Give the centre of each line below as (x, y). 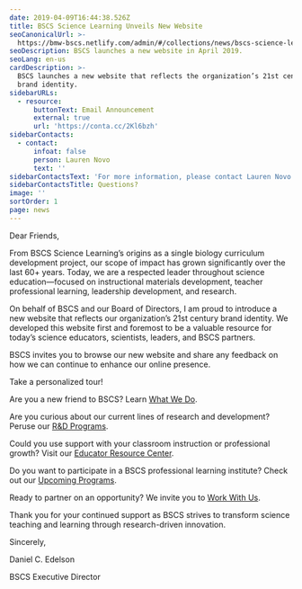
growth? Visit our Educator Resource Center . (92, 453)
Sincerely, (28, 541)
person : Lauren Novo (71, 160)
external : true (62, 118)
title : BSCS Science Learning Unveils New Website (106, 26)
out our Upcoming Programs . (63, 480)
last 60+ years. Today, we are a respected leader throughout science (137, 272)
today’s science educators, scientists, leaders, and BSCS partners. (133, 337)
